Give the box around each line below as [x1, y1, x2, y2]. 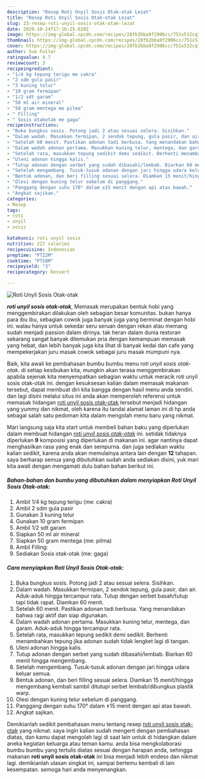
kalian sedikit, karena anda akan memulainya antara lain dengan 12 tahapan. [7, 449, 198, 457]
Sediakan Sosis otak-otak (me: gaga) [15, 549, 109, 557]
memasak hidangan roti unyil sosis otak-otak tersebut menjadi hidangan [7, 399, 187, 406]
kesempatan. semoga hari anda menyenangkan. [7, 766, 127, 773]
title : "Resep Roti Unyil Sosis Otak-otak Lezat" [7, 15, 136, 21]
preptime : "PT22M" [7, 252, 54, 258]
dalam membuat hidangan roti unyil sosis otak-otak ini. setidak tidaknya [7, 430, 187, 437]
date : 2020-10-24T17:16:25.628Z [7, 26, 89, 32]
